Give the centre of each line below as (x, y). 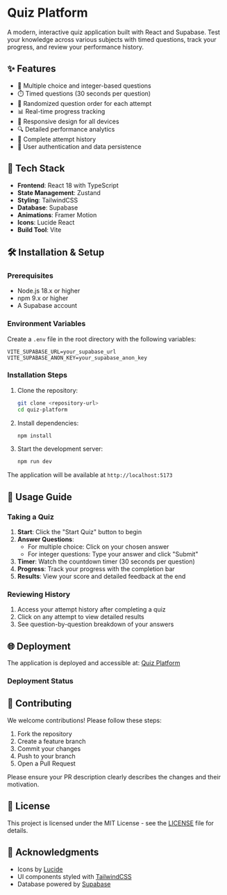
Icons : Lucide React (46, 222)
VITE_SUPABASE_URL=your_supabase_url (62, 352)
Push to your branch (47, 756)
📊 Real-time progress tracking (61, 111)
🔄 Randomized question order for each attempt (84, 103)
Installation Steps (37, 375)
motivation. (23, 784)
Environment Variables (47, 324)
